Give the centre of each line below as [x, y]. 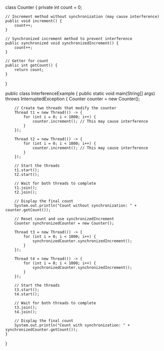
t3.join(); [26, 307]
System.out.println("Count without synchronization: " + [76, 206]
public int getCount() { [31, 65]
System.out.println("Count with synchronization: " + [72, 325]
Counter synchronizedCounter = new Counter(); [64, 223]
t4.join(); [26, 312]
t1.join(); [26, 188]
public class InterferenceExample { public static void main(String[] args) [80, 93]
